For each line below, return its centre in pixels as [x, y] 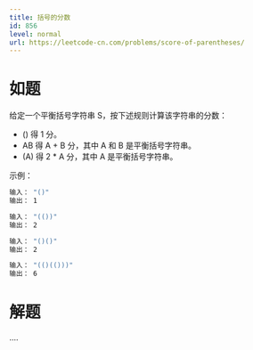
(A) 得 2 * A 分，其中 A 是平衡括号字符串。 [100, 157]
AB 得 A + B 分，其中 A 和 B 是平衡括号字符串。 [109, 146]
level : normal [36, 34]
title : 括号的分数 [40, 17]
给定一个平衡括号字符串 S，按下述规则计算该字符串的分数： [118, 116]
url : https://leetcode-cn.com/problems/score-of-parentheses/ [127, 42]
